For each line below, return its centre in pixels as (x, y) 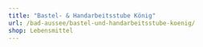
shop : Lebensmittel (41, 30)
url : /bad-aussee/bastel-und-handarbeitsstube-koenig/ (102, 23)
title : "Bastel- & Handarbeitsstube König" (82, 16)
